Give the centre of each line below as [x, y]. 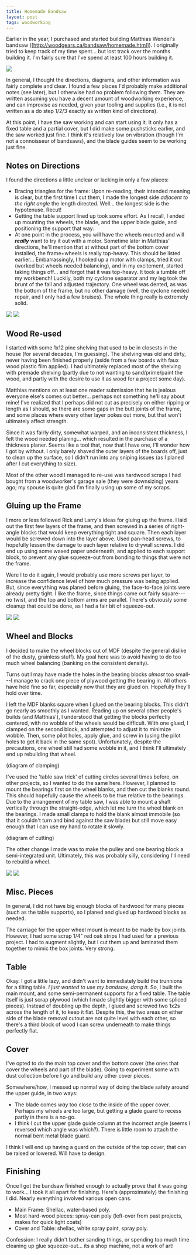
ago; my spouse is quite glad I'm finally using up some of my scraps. [89, 487]
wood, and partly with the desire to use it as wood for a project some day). [96, 379]
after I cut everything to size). [42, 464]
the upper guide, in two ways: [42, 1093]
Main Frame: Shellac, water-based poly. [62, 1209]
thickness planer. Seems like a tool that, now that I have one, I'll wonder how [98, 445]
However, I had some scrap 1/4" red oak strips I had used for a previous [92, 936]
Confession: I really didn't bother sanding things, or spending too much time [98, 1239]
